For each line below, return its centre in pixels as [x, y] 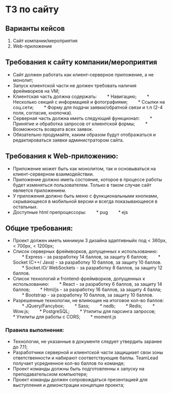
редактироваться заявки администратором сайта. [68, 140]
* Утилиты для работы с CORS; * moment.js [64, 317]
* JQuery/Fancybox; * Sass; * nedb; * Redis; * [88, 306]
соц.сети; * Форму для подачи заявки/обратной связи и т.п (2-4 [88, 107]
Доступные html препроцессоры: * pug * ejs [70, 212]
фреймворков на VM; [36, 91]
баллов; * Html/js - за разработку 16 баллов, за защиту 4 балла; [87, 290]
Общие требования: [39, 229]
